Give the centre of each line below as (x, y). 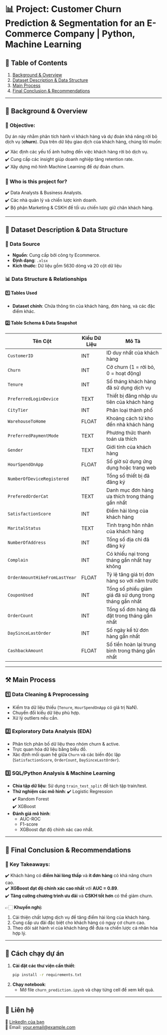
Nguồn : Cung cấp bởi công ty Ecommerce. (56, 255)
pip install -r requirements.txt (47, 975)
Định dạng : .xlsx (30, 260)
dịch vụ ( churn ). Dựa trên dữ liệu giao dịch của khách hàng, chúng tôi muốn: (83, 141)
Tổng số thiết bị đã (128, 476)
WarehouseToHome (27, 422)
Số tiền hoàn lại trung (131, 644)
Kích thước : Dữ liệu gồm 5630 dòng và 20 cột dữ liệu (67, 265)
